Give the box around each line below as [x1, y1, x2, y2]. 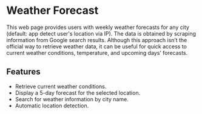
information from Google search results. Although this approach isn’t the [6, 36, 187, 43]
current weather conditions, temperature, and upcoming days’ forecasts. [6, 49, 188, 56]
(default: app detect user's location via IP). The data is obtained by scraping [6, 30, 196, 37]
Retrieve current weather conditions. [15, 83, 107, 90]
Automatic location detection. [15, 102, 89, 109]
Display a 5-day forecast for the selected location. [15, 89, 141, 97]
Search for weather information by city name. [15, 95, 129, 103]
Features [6, 67, 41, 77]
